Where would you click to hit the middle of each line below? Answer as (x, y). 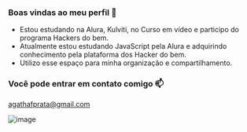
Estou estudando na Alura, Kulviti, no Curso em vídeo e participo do (129, 30)
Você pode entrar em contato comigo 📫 (86, 84)
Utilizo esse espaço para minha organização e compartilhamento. (126, 63)
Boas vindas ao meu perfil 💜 (63, 13)
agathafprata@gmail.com (49, 104)
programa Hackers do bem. (64, 38)
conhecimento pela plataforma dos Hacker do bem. (103, 55)
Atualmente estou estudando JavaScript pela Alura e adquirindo (123, 46)
